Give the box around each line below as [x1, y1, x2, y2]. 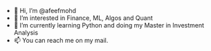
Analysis [13, 28, 39, 37]
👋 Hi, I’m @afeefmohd [13, 7, 77, 14]
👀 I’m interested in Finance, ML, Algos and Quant [13, 14, 154, 22]
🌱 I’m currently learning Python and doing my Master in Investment [13, 21, 205, 29]
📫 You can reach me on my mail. [13, 37, 109, 44]
